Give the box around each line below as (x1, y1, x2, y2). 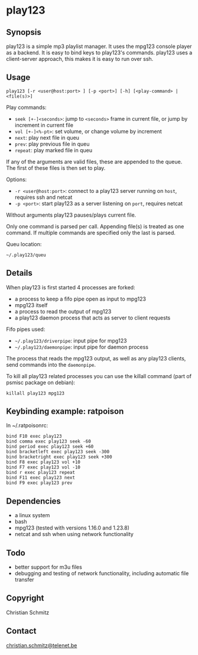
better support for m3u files (14, 563, 83, 571)
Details (6, 268, 33, 278)
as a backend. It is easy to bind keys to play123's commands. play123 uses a (6, 49, 193, 56)
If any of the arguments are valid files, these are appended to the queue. (6, 158, 183, 165)
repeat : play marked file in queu (14, 146, 93, 154)
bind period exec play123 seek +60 (6, 444, 94, 450)
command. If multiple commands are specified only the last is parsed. (6, 229, 176, 236)
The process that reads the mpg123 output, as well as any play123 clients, (6, 354, 186, 362)
